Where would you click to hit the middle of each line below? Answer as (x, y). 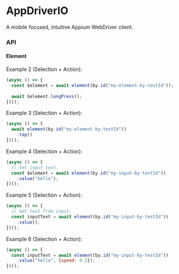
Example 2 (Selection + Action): (44, 69)
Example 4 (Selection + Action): (44, 151)
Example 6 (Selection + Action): (44, 239)
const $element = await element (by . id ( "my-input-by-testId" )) (89, 173)
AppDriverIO (37, 11)
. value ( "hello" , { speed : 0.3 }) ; (56, 261)
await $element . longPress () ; (47, 96)
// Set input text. (35, 168)
